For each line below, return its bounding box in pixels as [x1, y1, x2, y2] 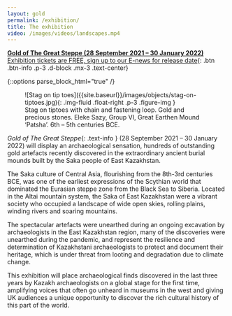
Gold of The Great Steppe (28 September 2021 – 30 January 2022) [7, 49, 204, 57]
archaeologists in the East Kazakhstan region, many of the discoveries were [7, 228, 226, 236]
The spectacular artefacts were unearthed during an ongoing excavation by [7, 221, 225, 229]
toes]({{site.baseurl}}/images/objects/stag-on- [61, 91, 197, 99]
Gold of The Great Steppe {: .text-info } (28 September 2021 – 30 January [7, 134, 218, 143]
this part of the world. [7, 301, 70, 310]
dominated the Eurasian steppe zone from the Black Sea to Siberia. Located [7, 185, 225, 193]
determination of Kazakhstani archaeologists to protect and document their [7, 243, 224, 252]
